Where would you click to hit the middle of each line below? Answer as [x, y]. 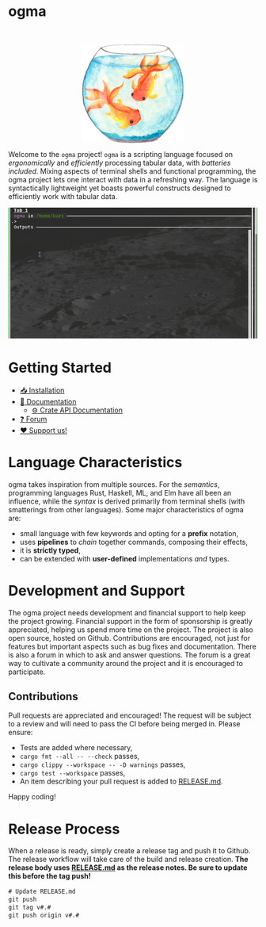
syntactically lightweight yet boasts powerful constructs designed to [120, 188]
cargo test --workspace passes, [72, 773]
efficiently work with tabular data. [63, 196]
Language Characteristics [95, 462]
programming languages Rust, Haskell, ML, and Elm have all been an [120, 492]
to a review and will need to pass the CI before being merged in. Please [124, 724]
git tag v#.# [30, 908]
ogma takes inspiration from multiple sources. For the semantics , [114, 484]
